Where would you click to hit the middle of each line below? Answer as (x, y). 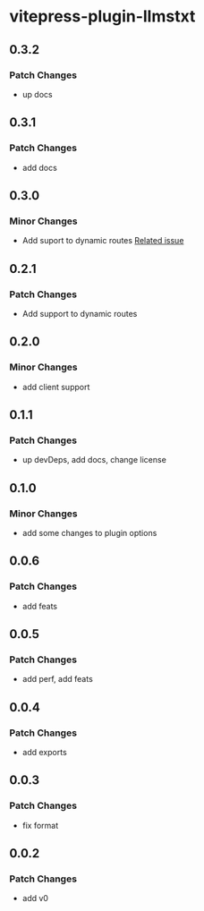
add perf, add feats (58, 679)
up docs (37, 94)
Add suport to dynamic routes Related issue (103, 241)
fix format (40, 825)
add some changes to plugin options (89, 533)
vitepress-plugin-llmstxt (102, 17)
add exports (44, 753)
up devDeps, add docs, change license (94, 460)
